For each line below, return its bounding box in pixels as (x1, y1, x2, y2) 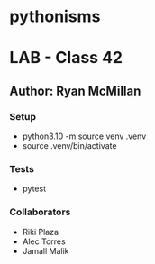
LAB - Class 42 (9, 48, 123, 68)
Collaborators (9, 205, 71, 218)
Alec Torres (22, 236, 66, 247)
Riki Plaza (22, 226, 59, 237)
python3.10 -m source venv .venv (22, 131, 147, 141)
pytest (22, 183, 47, 195)
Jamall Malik (22, 245, 69, 256)
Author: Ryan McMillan (9, 83, 141, 98)
